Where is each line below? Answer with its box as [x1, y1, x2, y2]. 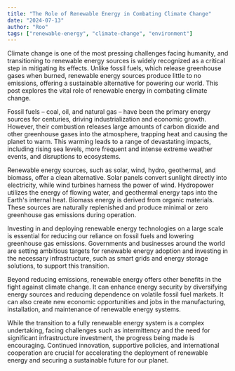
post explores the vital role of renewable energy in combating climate [7, 86, 208, 95]
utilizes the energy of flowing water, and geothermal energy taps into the [7, 188, 217, 197]
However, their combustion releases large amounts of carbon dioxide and [7, 122, 220, 131]
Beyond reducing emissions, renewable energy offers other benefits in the [7, 275, 222, 284]
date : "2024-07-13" [7, 17, 65, 24]
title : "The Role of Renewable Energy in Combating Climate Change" [7, 10, 212, 18]
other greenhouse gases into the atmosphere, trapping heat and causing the [7, 130, 228, 138]
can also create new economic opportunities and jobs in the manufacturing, [7, 298, 226, 306]
